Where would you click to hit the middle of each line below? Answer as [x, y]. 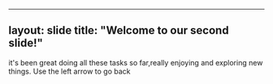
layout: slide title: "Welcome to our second [119, 30]
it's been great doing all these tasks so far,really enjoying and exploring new [136, 62]
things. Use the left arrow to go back [69, 71]
